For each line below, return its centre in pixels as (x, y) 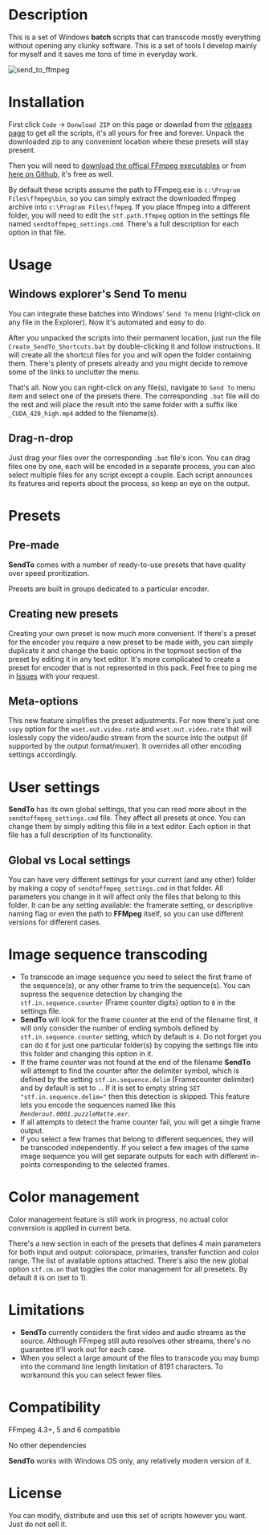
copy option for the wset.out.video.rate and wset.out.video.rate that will (130, 729)
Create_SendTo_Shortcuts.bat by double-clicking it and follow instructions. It (134, 346)
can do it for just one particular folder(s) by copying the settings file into (139, 1045)
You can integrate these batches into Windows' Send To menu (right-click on (134, 313)
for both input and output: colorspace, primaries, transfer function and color (134, 1251)
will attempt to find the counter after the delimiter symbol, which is (129, 1071)
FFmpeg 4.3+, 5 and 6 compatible (64, 1429)
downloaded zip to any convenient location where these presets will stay (128, 141)
